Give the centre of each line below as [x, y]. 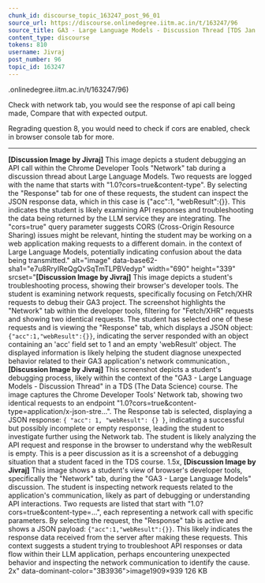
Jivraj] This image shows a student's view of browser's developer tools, [125, 470]
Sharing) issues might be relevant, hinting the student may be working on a [130, 235]
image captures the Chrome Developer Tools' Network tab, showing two [125, 394]
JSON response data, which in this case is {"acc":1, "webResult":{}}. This [127, 201]
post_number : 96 [35, 60]
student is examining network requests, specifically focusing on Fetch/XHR [130, 294]
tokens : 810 [28, 45]
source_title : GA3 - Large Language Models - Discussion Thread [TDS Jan [132, 30]
